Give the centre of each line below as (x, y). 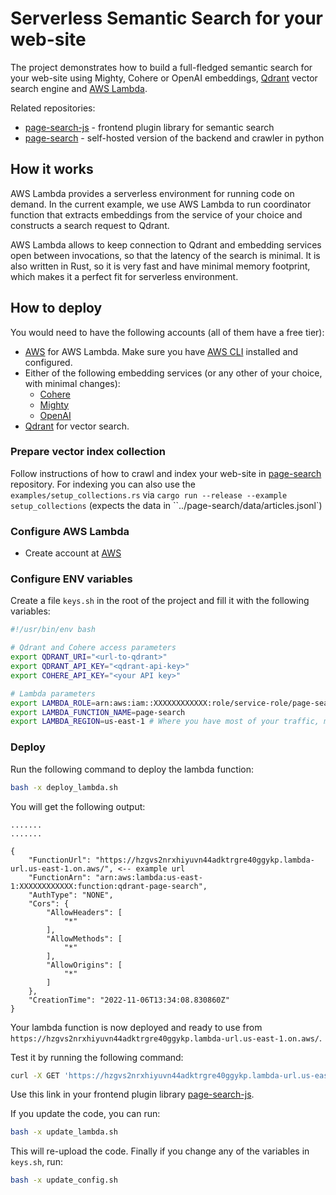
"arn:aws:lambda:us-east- (149, 877)
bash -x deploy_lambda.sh (64, 787)
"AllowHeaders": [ (84, 912)
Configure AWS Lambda (70, 531)
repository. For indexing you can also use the (103, 484)
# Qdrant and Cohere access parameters (93, 648)
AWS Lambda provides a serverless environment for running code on (152, 193)
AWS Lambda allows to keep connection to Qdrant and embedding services (166, 244)
